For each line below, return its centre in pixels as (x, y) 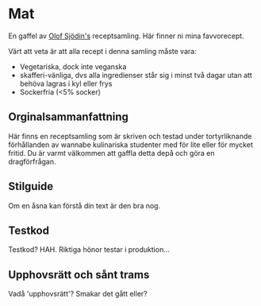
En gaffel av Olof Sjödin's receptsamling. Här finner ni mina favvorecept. (126, 36)
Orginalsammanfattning (69, 117)
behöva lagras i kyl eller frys (66, 83)
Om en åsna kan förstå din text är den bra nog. (84, 205)
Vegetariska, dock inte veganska (73, 66)
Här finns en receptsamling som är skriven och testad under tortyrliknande (130, 136)
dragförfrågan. (33, 161)
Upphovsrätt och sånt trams (79, 275)
